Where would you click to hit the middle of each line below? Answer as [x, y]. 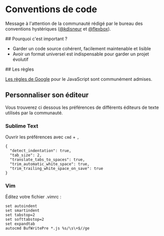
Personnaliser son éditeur [47, 95]
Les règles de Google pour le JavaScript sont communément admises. [79, 79]
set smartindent [22, 211]
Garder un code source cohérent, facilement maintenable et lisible [82, 48]
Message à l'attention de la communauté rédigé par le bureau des [74, 23]
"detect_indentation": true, [41, 151]
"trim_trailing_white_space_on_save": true [56, 169]
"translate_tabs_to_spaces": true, [47, 160]
